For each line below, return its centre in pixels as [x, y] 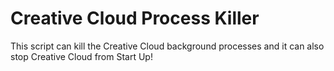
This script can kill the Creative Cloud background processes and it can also [167, 46]
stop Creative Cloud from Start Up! [81, 56]
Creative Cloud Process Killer [135, 18]
